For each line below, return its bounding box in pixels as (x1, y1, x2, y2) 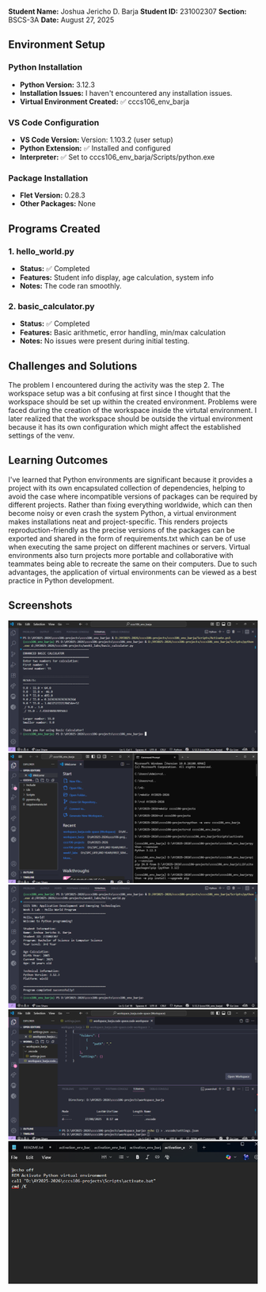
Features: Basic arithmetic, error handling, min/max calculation (19, 328, 226, 338)
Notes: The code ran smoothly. (19, 281, 122, 290)
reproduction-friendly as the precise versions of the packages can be (8, 525, 235, 534)
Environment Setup (8, 38, 105, 52)
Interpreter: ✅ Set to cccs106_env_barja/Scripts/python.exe (19, 152, 215, 162)
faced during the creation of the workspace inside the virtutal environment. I (8, 406, 257, 415)
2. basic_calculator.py (8, 300, 95, 312)
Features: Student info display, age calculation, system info (19, 273, 214, 282)
